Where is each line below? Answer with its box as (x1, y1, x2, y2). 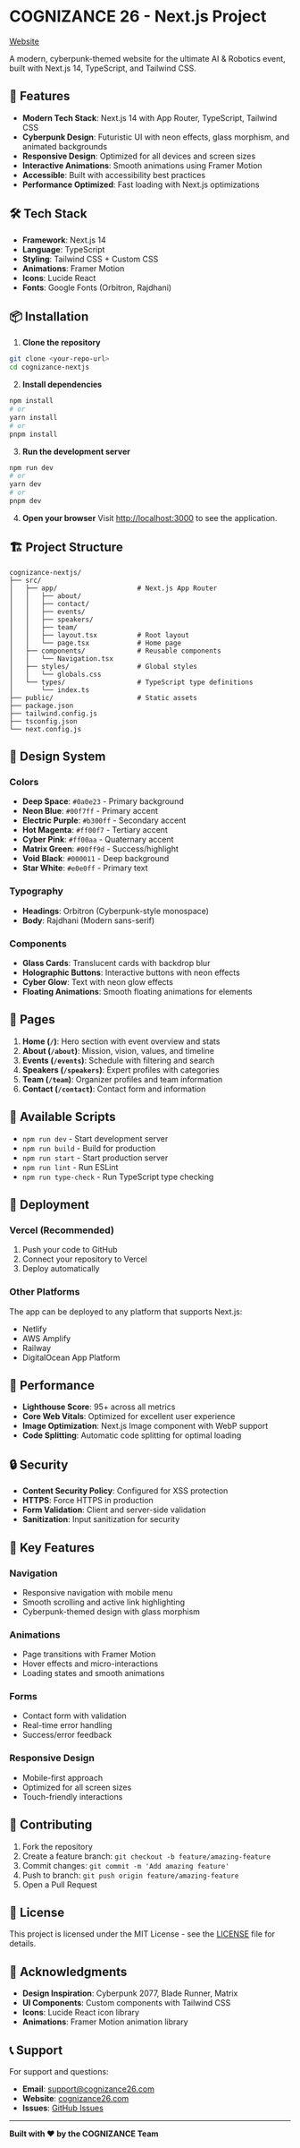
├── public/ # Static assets (9, 693, 198, 702)
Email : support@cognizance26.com (21, 2084, 154, 2094)
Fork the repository (21, 1841, 94, 1852)
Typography (9, 885, 64, 897)
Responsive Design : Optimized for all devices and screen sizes (21, 150, 256, 161)
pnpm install (9, 430, 58, 439)
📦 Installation (9, 309, 89, 324)
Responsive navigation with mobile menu (21, 1587, 173, 1597)
